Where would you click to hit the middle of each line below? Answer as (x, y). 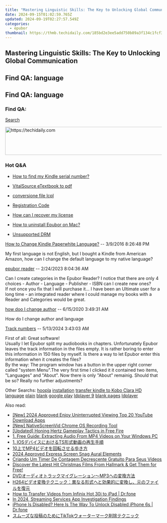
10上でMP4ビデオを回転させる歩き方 (50, 448)
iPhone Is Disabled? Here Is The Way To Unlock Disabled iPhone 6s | (83, 504)
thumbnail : (16, 33)
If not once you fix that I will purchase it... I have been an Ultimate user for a (83, 289)
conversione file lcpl (33, 196)
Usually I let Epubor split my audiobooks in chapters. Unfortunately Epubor (82, 343)
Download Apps (29, 420)
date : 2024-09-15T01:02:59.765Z (39, 14)
